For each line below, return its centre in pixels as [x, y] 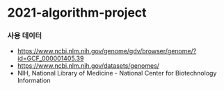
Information [34, 80]
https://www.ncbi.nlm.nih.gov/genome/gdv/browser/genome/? [107, 51]
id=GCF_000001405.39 [50, 58]
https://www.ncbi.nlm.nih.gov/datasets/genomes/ [88, 66]
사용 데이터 [25, 36]
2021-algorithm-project [77, 13]
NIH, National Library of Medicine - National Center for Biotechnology [117, 73]
